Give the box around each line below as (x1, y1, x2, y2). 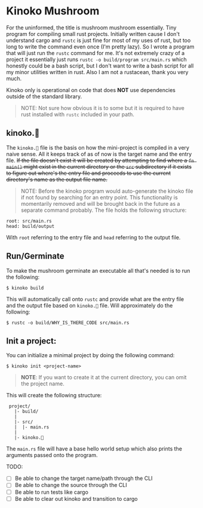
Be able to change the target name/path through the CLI (14, 474, 153, 482)
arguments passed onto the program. (6, 452, 98, 459)
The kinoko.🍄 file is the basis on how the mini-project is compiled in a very (6, 144, 190, 151)
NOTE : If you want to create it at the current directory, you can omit (20, 374, 187, 381)
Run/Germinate (6, 251, 64, 261)
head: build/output (6, 223, 55, 229)
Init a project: (6, 336, 57, 346)
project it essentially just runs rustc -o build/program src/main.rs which (6, 56, 187, 63)
